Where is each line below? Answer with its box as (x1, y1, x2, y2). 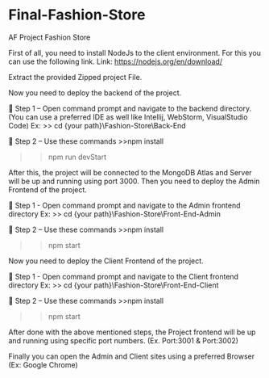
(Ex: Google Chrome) (8, 359, 78, 369)
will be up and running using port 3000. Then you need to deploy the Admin (8, 176, 260, 186)
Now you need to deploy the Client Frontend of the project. (8, 256, 204, 266)
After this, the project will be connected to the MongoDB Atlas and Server (8, 167, 252, 177)
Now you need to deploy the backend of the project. (8, 87, 182, 98)
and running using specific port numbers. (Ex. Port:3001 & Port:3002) (8, 335, 239, 345)
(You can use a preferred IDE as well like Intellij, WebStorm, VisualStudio (8, 111, 248, 122)
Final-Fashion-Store (8, 6, 146, 24)
